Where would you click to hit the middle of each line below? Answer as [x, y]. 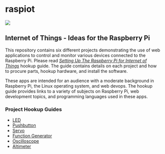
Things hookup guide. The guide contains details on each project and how [81, 66]
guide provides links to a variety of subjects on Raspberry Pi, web [72, 91]
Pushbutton [24, 125]
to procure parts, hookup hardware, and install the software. [66, 71]
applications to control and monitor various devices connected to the [76, 55]
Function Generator [32, 136]
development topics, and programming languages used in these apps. [77, 96]
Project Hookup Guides [33, 109]
